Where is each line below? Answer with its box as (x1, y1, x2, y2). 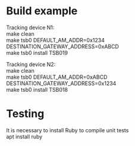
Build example (6, 4, 78, 18)
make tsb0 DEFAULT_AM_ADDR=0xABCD (6, 73, 108, 80)
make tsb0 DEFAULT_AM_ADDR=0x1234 (6, 36, 105, 44)
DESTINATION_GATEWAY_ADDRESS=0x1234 (6, 79, 117, 87)
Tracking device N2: (6, 61, 56, 68)
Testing (6, 107, 45, 120)
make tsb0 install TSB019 (6, 49, 68, 56)
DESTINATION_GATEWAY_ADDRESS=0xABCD (6, 43, 119, 50)
